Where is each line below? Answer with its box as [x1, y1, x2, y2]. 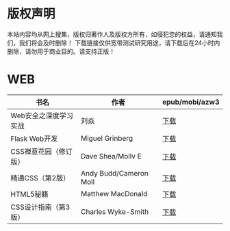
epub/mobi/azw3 [162, 97, 220, 107]
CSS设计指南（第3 [10, 202, 71, 212]
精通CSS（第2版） [10, 173, 71, 182]
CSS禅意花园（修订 [10, 146, 73, 156]
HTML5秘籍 [10, 189, 49, 199]
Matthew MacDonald [81, 189, 148, 198]
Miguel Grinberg [81, 133, 133, 143]
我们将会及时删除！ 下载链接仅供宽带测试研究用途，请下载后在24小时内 [18, 38, 220, 46]
